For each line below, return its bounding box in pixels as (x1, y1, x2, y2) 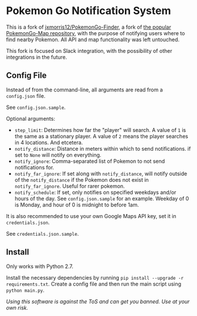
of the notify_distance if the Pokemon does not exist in (14, 176, 149, 183)
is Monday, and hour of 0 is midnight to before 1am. (14, 201, 140, 208)
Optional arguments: (6, 115, 56, 122)
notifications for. (14, 164, 55, 171)
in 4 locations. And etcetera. (14, 139, 83, 146)
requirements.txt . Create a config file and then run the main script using (6, 280, 182, 287)
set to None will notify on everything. (14, 151, 101, 158)
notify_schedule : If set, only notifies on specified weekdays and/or (14, 189, 176, 196)
